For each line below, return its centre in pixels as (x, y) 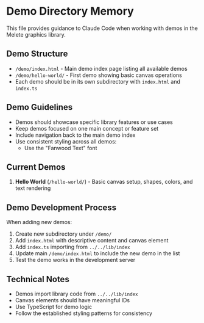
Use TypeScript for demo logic (54, 307)
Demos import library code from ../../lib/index (76, 294)
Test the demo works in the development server (75, 260)
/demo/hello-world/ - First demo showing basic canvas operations (99, 75)
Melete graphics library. (36, 34)
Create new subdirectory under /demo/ (63, 234)
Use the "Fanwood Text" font (61, 148)
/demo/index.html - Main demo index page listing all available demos (101, 68)
